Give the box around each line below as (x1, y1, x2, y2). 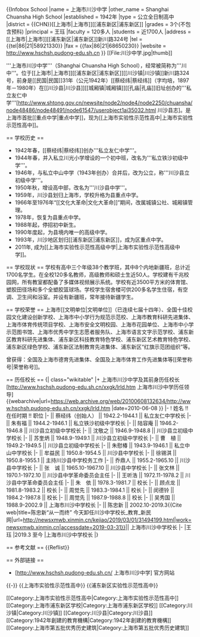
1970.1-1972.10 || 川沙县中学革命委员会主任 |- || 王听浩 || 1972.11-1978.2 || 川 (6, 471, 190, 479)
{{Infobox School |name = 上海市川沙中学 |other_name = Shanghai (6, 6, 169, 13)
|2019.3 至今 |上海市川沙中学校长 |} (12, 531, 99, 538)
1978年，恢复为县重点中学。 (14, 214, 85, 221)
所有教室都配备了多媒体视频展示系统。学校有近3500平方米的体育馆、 (21, 279, 192, 285)
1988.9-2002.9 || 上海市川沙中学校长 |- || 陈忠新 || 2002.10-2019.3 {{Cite (6, 501, 182, 508)
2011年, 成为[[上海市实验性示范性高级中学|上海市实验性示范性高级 (14, 243, 176, 251)
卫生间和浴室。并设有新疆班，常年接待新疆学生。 (16, 293, 137, 300)
